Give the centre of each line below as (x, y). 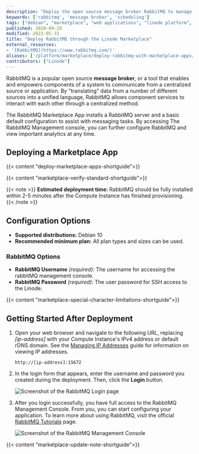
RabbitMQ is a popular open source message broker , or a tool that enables (98, 78)
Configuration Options (48, 221)
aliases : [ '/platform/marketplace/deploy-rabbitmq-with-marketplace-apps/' (102, 56)
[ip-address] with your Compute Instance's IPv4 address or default (97, 339)
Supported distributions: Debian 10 (58, 235)
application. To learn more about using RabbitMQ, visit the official (94, 415)
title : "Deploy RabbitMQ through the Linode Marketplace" (79, 39)
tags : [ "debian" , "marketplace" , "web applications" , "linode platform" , (99, 23)
